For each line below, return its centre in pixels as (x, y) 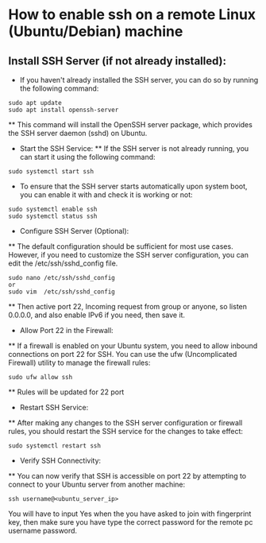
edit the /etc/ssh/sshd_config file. (63, 263)
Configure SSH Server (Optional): (74, 231)
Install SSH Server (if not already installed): (118, 61)
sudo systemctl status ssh (53, 216)
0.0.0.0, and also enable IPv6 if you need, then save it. (96, 315)
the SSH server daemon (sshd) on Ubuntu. (78, 133)
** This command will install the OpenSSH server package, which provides (130, 124)
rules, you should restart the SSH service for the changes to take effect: (126, 431)
